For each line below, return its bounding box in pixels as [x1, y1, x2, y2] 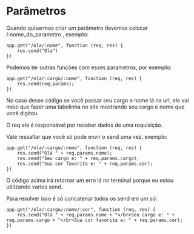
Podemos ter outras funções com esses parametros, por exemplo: [6, 64, 172, 71]
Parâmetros [6, 4, 67, 18]
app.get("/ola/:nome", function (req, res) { [6, 42, 123, 48]
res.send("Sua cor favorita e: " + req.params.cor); [17, 161, 153, 167]
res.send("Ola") [17, 47, 59, 54]
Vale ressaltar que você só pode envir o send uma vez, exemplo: [6, 133, 168, 140]
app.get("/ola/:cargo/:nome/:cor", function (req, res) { [6, 206, 156, 213]
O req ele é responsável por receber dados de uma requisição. [6, 121, 162, 129]
